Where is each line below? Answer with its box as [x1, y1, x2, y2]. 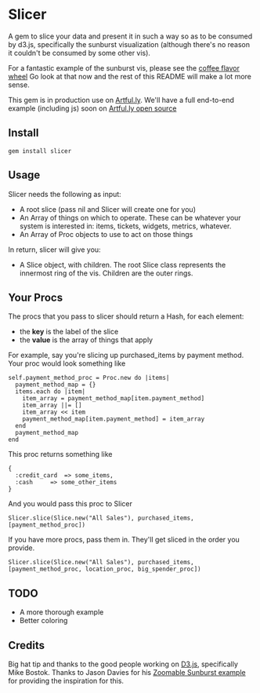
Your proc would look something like [8, 359, 126, 368]
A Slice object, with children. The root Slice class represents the [19, 260, 226, 269]
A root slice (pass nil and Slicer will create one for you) [19, 204, 196, 213]
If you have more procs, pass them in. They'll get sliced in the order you [8, 535, 240, 545]
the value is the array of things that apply [19, 335, 153, 345]
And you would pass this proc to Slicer [8, 499, 133, 509]
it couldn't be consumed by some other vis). [8, 48, 151, 57]
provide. [8, 543, 35, 553]
